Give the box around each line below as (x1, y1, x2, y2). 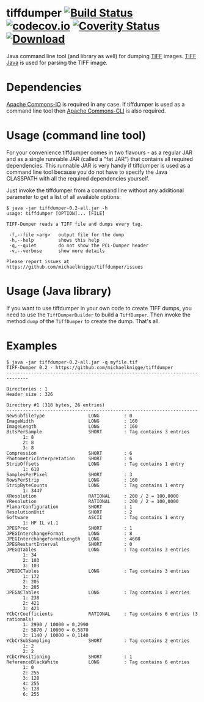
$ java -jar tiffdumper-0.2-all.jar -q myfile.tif (6, 359, 138, 365)
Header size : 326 (6, 391, 53, 397)
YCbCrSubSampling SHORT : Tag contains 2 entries (6, 637, 190, 644)
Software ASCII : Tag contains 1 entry (6, 514, 184, 520)
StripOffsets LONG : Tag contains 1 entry (6, 461, 184, 467)
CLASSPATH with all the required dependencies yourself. (6, 174, 150, 182)
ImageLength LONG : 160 (6, 423, 138, 430)
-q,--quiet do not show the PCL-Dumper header (9, 242, 149, 248)
